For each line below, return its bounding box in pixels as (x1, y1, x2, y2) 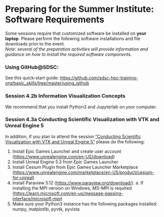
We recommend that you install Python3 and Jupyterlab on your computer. (5, 104, 157, 110)
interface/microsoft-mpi (12, 195, 61, 201)
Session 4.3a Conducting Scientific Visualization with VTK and (5, 116, 160, 123)
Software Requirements (5, 14, 105, 25)
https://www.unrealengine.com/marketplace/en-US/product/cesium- (14, 169, 154, 175)
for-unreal (12, 174, 33, 180)
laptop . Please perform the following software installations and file (5, 36, 141, 42)
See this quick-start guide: (5, 75, 59, 81)
